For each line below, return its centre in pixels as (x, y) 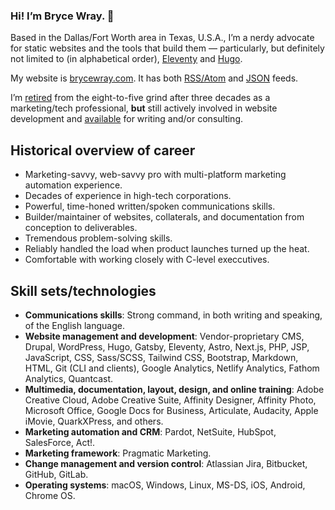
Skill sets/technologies (83, 290)
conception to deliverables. (81, 228)
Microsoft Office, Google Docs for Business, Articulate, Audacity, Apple (171, 410)
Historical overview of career (103, 150)
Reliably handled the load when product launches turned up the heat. (167, 249)
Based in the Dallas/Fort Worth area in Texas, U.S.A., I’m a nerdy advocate (162, 38)
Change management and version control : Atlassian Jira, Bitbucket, (166, 463)
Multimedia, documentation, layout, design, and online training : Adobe (174, 389)
